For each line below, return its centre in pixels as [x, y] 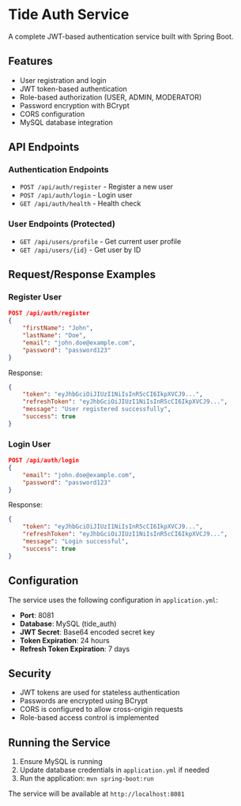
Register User [35, 297]
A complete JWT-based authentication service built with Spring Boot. [121, 36]
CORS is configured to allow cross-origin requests [101, 710]
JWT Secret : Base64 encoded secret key [87, 632]
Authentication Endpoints [58, 170]
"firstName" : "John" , [58, 328]
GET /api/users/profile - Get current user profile [100, 241]
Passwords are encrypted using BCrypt [84, 701]
